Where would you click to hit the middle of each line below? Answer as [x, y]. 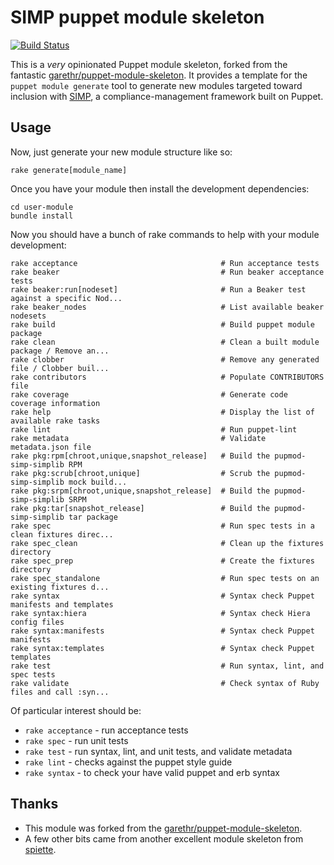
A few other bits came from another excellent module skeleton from [164, 838]
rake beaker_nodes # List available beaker [167, 307]
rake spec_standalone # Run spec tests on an [165, 578]
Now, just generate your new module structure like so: [121, 152]
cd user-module [42, 207]
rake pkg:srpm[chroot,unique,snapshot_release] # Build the [140, 491]
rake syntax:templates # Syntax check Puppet [162, 648]
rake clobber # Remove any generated [165, 359]
